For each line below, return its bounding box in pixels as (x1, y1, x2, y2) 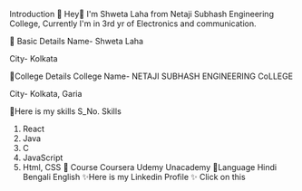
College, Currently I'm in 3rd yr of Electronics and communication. (9, 18, 257, 29)
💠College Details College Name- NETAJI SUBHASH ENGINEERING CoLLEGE (9, 71, 293, 81)
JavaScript (22, 152, 63, 163)
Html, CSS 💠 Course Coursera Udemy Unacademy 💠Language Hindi (22, 162, 278, 172)
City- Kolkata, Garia (9, 89, 83, 99)
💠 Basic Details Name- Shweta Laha (9, 36, 143, 46)
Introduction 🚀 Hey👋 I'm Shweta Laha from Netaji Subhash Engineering (9, 9, 275, 19)
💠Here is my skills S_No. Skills (9, 106, 122, 117)
